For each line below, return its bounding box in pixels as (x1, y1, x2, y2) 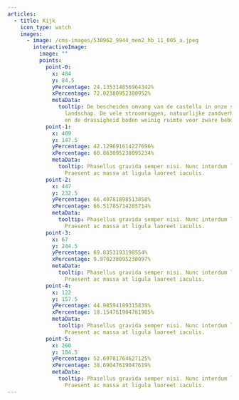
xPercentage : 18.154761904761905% (52, 309, 154, 316)
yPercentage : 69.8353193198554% (52, 249, 148, 257)
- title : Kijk (14, 17, 55, 24)
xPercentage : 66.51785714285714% (52, 202, 152, 210)
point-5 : (45, 335, 72, 342)
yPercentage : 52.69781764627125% (52, 355, 152, 362)
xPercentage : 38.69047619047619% (52, 361, 152, 369)
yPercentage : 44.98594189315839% (52, 302, 152, 309)
